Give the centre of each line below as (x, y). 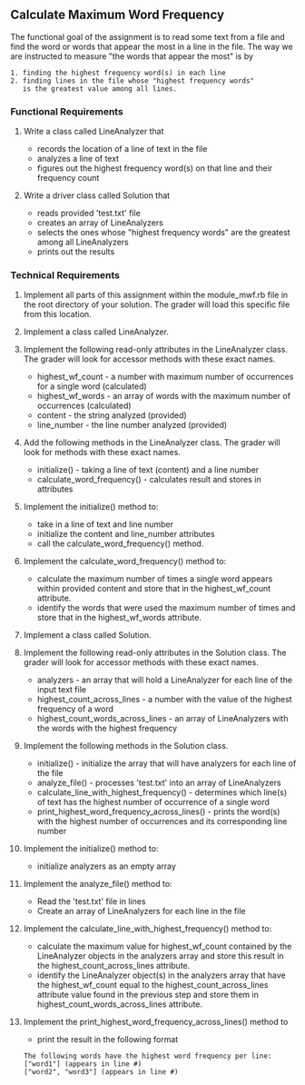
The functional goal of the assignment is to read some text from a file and (148, 36)
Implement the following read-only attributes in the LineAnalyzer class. (156, 350)
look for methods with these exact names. (102, 453)
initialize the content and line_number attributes (126, 534)
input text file (62, 690)
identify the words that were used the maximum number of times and (166, 608)
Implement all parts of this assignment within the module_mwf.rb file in (156, 295)
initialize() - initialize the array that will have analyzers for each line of (167, 763)
